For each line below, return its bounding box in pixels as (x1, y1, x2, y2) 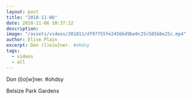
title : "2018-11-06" (6, 14, 58, 20)
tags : (6, 48, 20, 54)
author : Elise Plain (6, 37, 58, 43)
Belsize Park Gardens (6, 87, 59, 94)
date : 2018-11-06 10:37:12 (6, 20, 74, 26)
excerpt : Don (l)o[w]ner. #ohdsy (6, 43, 90, 49)
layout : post (6, 8, 39, 15)
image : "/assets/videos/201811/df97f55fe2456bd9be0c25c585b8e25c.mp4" (6, 31, 187, 37)
